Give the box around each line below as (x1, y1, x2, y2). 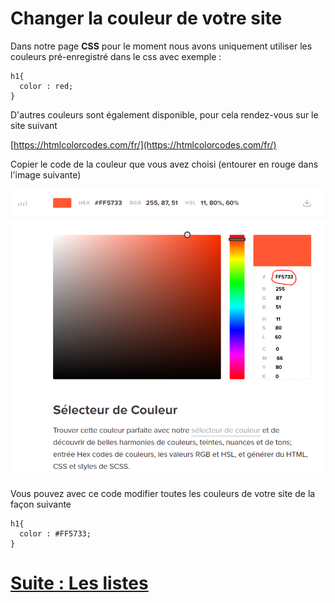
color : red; (19, 81, 74, 91)
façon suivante (10, 498, 72, 510)
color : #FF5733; (19, 528, 92, 539)
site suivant (10, 119, 58, 131)
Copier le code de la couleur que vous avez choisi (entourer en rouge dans (10, 158, 319, 170)
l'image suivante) (10, 168, 82, 181)
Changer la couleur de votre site (10, 7, 283, 30)
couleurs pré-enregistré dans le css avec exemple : (10, 50, 222, 62)
